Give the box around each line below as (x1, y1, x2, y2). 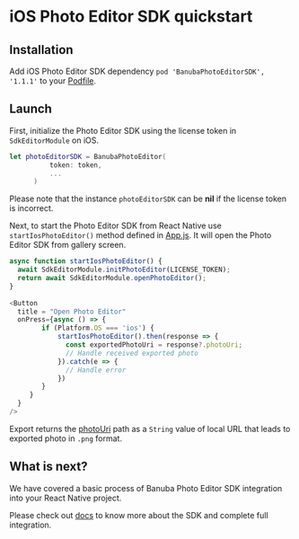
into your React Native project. (9, 492, 122, 503)
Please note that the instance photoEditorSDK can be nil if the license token (9, 193, 287, 204)
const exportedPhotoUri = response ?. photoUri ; (66, 340, 243, 349)
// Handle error (66, 366, 127, 375)
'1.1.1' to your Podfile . (9, 75, 97, 86)
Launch (9, 102, 52, 117)
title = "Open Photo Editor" (17, 307, 127, 316)
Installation (9, 42, 74, 57)
